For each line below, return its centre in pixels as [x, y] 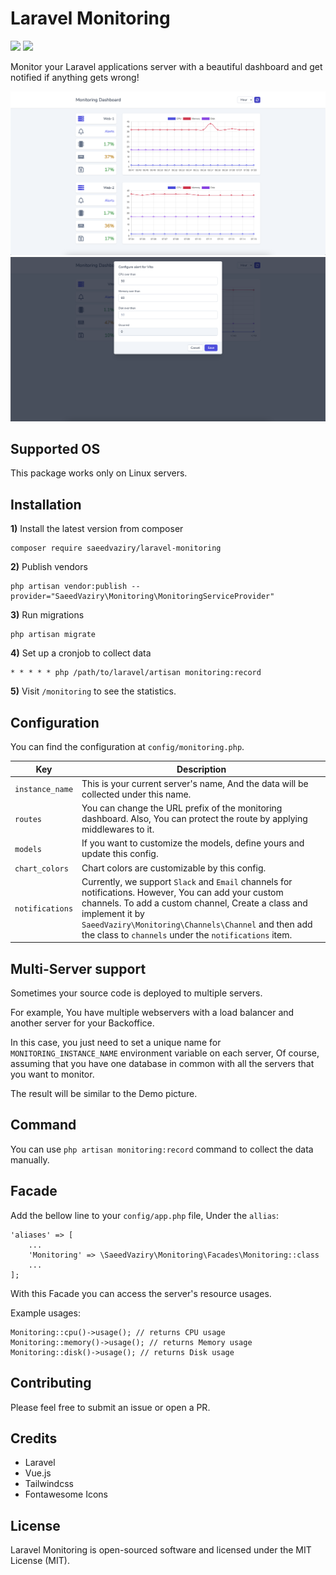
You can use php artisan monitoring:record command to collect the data [162, 1149]
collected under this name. [136, 794]
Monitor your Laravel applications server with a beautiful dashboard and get [166, 66]
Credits [34, 1438]
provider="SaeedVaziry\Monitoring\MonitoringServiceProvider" [142, 597]
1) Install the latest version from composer [97, 529]
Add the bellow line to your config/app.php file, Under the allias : [145, 1215]
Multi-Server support [78, 968]
